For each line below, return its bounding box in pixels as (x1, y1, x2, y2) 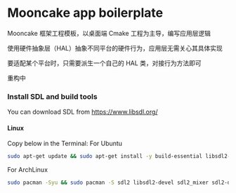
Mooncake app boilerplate (7, 5, 164, 21)
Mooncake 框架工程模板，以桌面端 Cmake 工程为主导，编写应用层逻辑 (7, 29, 211, 37)
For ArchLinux (7, 166, 48, 174)
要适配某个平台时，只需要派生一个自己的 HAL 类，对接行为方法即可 (7, 58, 202, 67)
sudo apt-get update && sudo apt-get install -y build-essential (7, 153, 202, 160)
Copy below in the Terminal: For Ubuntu (7, 139, 123, 148)
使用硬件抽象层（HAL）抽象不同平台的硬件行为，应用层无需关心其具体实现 (7, 44, 223, 52)
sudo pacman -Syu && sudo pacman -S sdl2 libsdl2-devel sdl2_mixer (7, 179, 209, 187)
